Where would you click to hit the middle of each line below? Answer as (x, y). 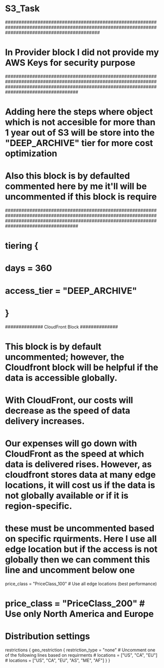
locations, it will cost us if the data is (80, 485)
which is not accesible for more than (80, 122)
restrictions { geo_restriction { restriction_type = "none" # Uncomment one (80, 650)
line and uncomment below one (70, 570)
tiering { (22, 246)
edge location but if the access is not (81, 549)
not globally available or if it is (67, 496)
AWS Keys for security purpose (70, 63)
